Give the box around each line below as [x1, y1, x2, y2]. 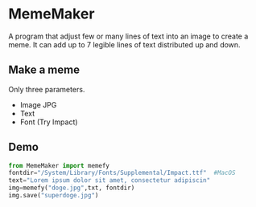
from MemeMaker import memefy [8, 161, 110, 169]
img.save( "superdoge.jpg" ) [8, 192, 99, 200]
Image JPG [19, 99, 57, 109]
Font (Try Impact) [19, 117, 78, 127]
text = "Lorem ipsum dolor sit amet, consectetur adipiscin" [8, 177, 211, 185]
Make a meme [8, 63, 81, 77]
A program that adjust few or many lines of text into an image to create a [8, 31, 249, 41]
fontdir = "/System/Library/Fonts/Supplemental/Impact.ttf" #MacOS [8, 169, 236, 177]
